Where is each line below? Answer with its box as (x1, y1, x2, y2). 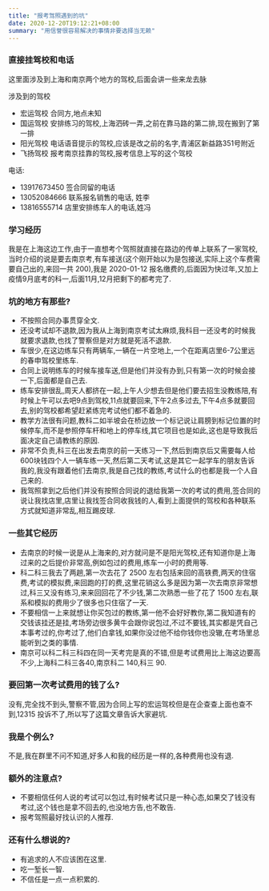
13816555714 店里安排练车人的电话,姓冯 (19, 202, 151, 212)
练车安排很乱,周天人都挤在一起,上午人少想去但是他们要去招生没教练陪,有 (19, 386, 258, 395)
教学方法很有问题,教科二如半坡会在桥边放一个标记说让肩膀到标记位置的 (19, 415, 254, 425)
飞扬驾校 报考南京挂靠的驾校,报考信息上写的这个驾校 (19, 148, 193, 158)
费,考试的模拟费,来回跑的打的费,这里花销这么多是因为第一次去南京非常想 (19, 577, 258, 587)
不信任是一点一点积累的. (19, 874, 100, 884)
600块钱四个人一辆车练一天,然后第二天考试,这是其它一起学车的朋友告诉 (19, 456, 255, 465)
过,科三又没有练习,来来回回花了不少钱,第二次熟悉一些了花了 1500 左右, (19, 588, 252, 597)
